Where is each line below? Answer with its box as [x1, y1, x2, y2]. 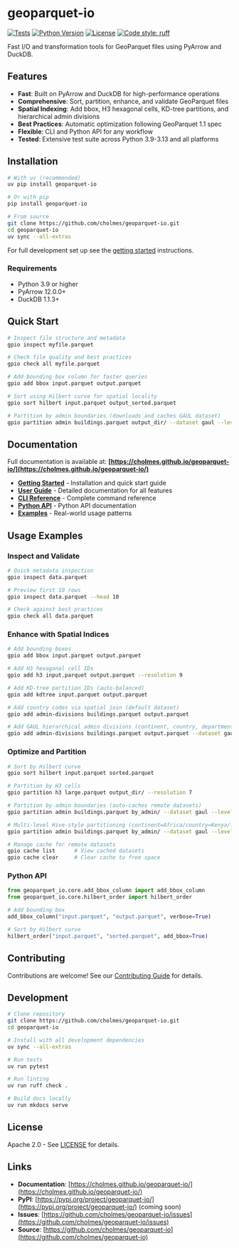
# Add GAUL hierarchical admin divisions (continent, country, [7, 724, 199, 731]
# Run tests [7, 1056, 43, 1063]
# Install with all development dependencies [7, 1037, 144, 1044]
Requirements [7, 263, 58, 273]
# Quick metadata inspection [7, 567, 94, 574]
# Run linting [7, 1076, 50, 1083]
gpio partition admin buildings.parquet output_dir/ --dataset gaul [7, 418, 215, 426]
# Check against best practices [7, 606, 103, 613]
